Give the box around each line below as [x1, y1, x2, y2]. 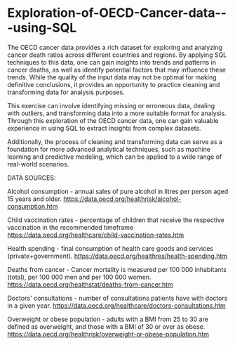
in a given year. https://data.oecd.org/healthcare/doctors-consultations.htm [7, 301, 226, 310]
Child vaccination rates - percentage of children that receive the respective [7, 216, 224, 224]
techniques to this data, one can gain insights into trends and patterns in [7, 58, 216, 66]
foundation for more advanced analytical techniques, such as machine [7, 145, 211, 153]
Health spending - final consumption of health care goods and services [7, 244, 214, 252]
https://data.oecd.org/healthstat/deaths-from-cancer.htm [7, 280, 173, 289]
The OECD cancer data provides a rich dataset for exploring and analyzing [7, 43, 222, 51]
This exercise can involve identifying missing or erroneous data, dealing [7, 101, 215, 110]
